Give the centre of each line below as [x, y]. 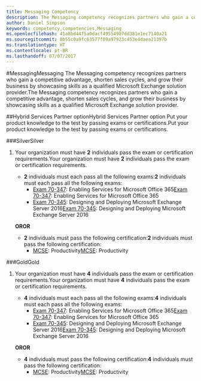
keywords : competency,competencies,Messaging [64, 28]
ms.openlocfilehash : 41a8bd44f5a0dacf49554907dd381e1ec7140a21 [87, 34]
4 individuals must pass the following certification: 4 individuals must [108, 359]
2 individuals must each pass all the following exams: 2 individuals [105, 176]
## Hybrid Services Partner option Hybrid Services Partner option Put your [97, 116]
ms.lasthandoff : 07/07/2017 [41, 56]
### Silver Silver [25, 140]
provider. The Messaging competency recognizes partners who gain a [92, 92]
